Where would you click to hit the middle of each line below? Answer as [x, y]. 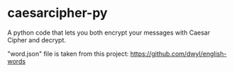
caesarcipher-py [57, 13]
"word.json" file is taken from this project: [68, 54]
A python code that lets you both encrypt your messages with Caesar [109, 32]
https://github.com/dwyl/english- [178, 54]
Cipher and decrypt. [37, 40]
